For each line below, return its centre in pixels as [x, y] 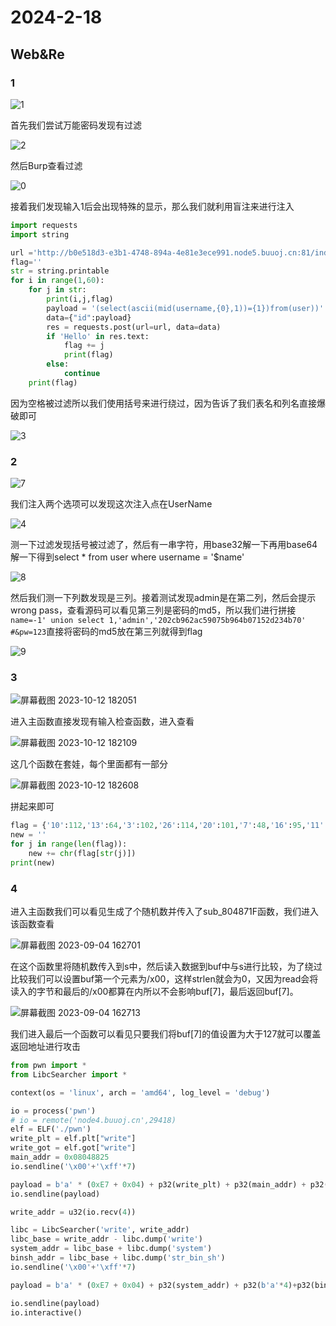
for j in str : [57, 290]
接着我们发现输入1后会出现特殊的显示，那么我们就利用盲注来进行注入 [152, 206]
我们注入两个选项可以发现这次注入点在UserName [111, 504]
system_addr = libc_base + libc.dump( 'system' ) [111, 1249]
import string [40, 234]
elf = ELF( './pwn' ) [51, 1129]
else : [58, 364]
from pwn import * [48, 1066]
